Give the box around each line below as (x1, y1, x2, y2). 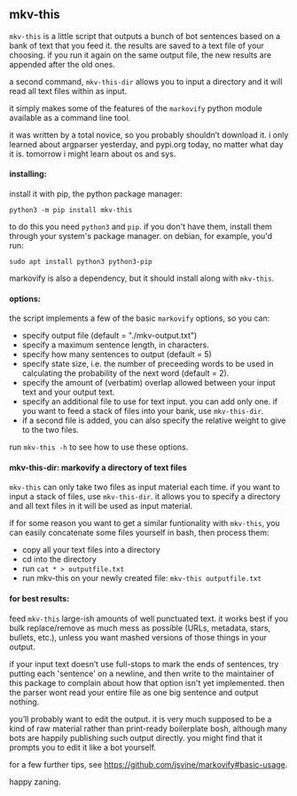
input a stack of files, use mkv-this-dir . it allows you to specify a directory (9, 491, 281, 502)
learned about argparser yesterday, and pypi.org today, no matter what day (9, 139, 284, 149)
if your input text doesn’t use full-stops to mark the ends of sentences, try (9, 658, 279, 669)
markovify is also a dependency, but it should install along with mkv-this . (9, 273, 275, 283)
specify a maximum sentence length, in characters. (21, 339, 210, 350)
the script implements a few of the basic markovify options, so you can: (9, 313, 270, 323)
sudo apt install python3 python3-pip (9, 258, 152, 267)
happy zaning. (9, 776, 61, 787)
